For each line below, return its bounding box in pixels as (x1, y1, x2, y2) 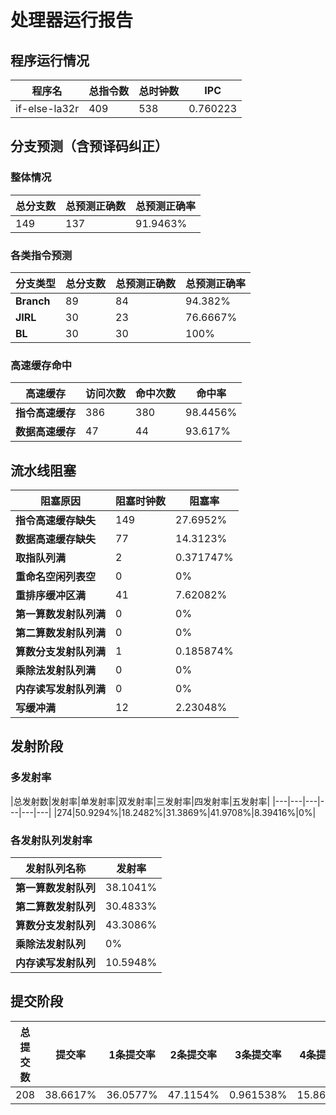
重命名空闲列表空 (15, 570, 97, 584)
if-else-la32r (15, 102, 80, 115)
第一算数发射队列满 (15, 607, 107, 621)
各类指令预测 (10, 248, 73, 262)
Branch (15, 294, 51, 308)
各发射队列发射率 (10, 833, 93, 847)
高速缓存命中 (10, 358, 73, 372)
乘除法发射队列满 (15, 664, 97, 678)
